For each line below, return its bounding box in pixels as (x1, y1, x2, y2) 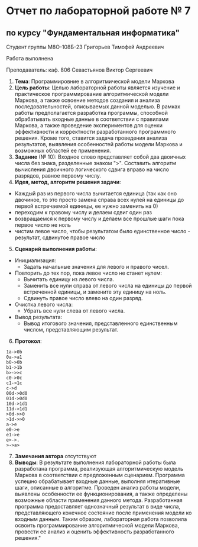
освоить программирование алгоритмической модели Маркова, (14, 522, 180, 529)
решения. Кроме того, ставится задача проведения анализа (14, 134, 167, 141)
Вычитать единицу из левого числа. (23, 276, 114, 282)
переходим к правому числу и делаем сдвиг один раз (14, 209, 152, 215)
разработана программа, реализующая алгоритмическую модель (14, 465, 184, 472)
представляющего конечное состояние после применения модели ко (14, 509, 192, 516)
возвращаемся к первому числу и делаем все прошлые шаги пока (14, 215, 184, 222)
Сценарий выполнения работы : (14, 246, 98, 252)
